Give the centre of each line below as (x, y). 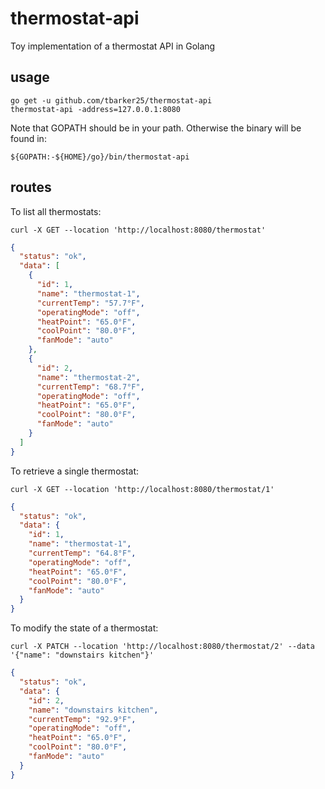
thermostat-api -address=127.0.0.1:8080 (96, 109)
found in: (28, 138)
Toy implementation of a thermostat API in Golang (113, 46)
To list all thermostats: (56, 211)
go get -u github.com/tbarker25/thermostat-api (111, 100)
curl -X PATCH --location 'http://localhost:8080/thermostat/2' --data (162, 647)
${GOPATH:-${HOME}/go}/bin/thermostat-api (100, 157)
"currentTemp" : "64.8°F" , (82, 553)
